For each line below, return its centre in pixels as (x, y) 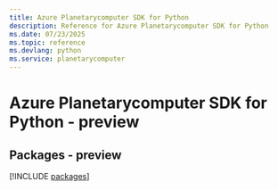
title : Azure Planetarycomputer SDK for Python (99, 17)
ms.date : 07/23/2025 (48, 34)
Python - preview (74, 122)
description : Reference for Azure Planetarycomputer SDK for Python (139, 26)
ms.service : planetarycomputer (67, 59)
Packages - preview (65, 155)
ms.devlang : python (45, 51)
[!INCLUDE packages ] (49, 176)
